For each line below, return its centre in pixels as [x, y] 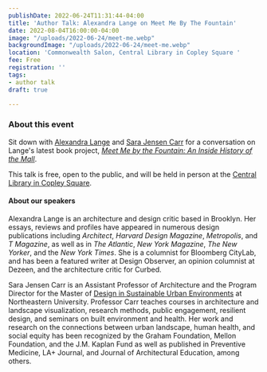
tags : [17, 75]
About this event [41, 124]
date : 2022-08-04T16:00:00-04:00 [64, 30]
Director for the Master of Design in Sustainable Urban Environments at [125, 293]
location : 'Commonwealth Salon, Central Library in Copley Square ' [124, 53]
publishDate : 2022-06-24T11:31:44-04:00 [77, 16]
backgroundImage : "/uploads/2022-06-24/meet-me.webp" [100, 45]
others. [20, 361]
